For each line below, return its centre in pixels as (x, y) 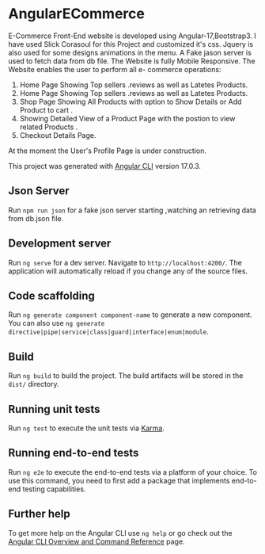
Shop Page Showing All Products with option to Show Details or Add (131, 101)
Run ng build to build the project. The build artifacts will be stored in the (126, 376)
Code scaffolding (51, 295)
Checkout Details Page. (58, 135)
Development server (60, 244)
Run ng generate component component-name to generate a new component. (131, 315)
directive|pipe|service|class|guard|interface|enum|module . (108, 332)
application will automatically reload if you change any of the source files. (128, 271)
